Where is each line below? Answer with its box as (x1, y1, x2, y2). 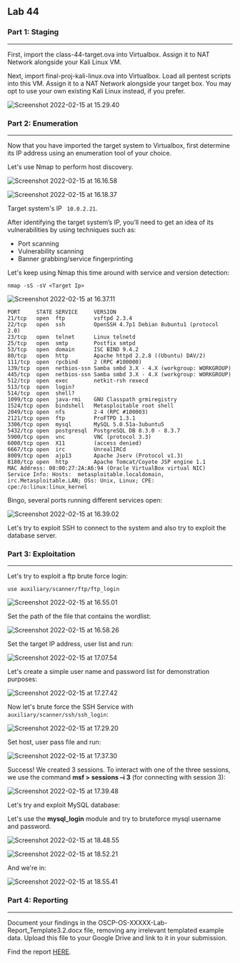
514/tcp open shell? (7, 389, 75, 397)
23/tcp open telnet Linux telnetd (7, 333, 136, 341)
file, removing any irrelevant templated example (84, 926, 224, 934)
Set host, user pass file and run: (7, 738, 101, 747)
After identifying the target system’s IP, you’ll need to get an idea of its (7, 218, 214, 226)
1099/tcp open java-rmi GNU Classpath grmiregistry (7, 395, 177, 403)
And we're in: (7, 864, 46, 872)
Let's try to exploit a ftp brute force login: (7, 572, 129, 580)
